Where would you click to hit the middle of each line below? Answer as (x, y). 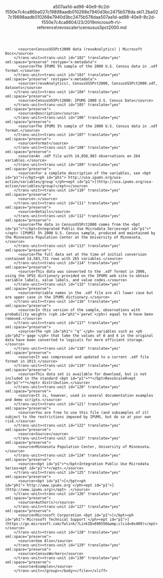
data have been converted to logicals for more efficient (65, 340)
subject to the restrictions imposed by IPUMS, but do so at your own (78, 417)
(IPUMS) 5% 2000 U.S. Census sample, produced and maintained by (88, 233)
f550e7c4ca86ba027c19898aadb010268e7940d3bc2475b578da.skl (74, 12)
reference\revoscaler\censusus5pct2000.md (82, 27)
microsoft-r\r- (108, 22)
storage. (136, 340)
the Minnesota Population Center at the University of (62, 237)
